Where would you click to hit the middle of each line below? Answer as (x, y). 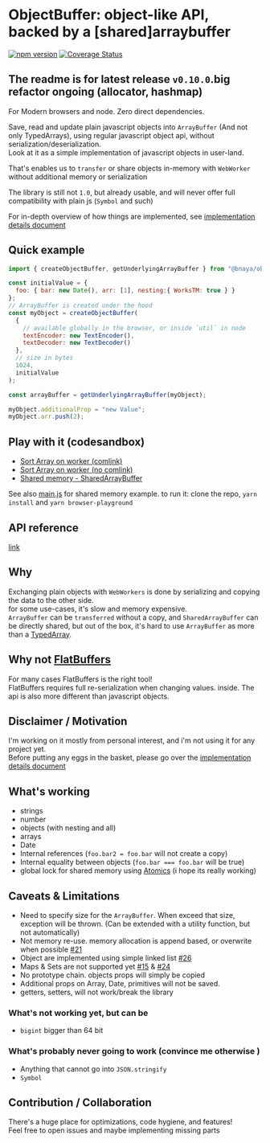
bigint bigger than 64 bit (61, 1030)
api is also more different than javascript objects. (89, 696)
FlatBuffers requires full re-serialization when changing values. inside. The (131, 687)
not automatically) (50, 932)
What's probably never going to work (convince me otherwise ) (134, 1051)
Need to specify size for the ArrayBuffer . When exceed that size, (127, 915)
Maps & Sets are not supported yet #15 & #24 (95, 967)
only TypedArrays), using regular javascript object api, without (111, 135)
